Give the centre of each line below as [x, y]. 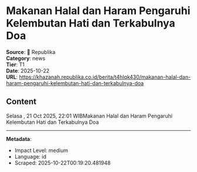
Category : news [26, 58]
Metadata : [19, 139]
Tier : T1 [15, 64]
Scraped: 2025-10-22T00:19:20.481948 [62, 163]
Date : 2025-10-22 [28, 70]
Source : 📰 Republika [31, 52]
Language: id [30, 156]
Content [21, 102]
